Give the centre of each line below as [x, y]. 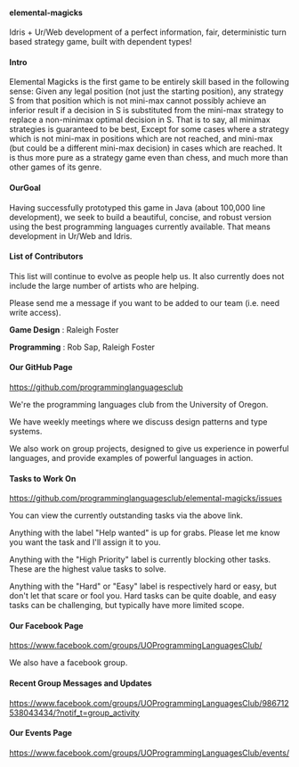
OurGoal [25, 188]
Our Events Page [41, 733]
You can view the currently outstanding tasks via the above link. [126, 515]
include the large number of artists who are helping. [104, 285]
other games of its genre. [56, 167]
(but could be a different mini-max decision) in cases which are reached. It [146, 148]
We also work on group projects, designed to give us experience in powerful [149, 449]
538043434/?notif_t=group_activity [74, 713]
